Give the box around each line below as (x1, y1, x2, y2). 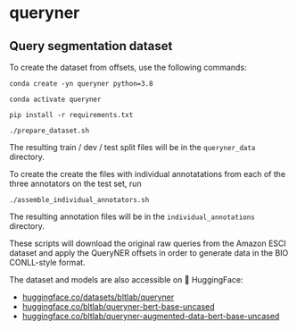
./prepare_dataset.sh (9, 126, 90, 135)
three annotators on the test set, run (9, 178, 142, 189)
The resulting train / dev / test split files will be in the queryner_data (9, 142, 256, 152)
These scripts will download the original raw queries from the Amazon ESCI (9, 238, 287, 249)
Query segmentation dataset (9, 38, 173, 54)
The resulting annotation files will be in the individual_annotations (9, 211, 256, 222)
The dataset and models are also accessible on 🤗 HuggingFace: (9, 275, 243, 284)
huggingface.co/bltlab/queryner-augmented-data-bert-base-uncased (21, 311, 280, 321)
